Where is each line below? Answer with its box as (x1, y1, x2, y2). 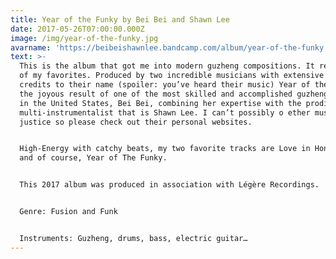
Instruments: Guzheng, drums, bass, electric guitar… (19, 233, 248, 243)
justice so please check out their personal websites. (19, 117, 253, 127)
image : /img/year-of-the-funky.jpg (10, 33, 159, 43)
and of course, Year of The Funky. (19, 153, 168, 163)
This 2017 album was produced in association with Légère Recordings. (19, 180, 320, 190)
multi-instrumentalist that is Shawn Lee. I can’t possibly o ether (19, 107, 311, 118)
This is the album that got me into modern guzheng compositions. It (19, 61, 315, 71)
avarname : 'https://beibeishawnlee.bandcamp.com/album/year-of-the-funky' (10, 42, 329, 53)
